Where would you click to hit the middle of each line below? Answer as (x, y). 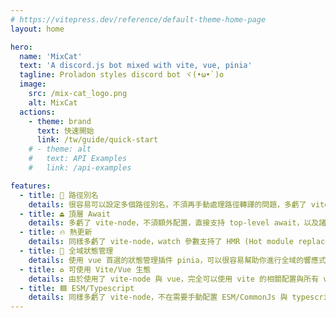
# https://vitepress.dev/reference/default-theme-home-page (138, 19)
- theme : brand (60, 121)
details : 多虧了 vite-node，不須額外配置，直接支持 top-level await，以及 (174, 223)
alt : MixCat (53, 102)
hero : (21, 47)
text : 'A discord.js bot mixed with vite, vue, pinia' (136, 66)
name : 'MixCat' (51, 56)
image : (33, 84)
